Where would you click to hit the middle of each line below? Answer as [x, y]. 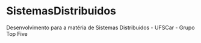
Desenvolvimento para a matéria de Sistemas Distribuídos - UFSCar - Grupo [100, 27]
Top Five [17, 33]
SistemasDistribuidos [61, 11]
